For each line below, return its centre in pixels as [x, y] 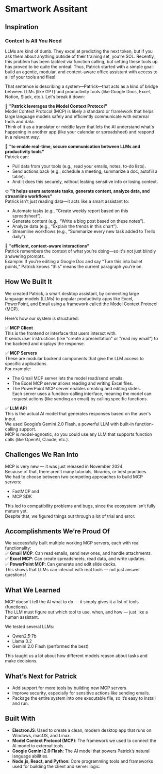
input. [11, 419]
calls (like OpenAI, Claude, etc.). [37, 439]
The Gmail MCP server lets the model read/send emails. [68, 378]
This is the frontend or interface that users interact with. [61, 333]
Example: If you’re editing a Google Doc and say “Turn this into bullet [74, 261]
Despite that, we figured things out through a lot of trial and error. [70, 516]
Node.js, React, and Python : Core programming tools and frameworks [82, 761]
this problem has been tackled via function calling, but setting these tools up [81, 61]
